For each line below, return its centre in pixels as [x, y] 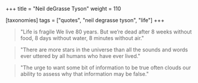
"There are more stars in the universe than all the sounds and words [104, 50]
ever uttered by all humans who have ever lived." [80, 56]
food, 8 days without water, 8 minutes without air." [82, 38]
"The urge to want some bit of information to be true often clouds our [106, 67]
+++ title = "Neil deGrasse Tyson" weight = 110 [63, 9]
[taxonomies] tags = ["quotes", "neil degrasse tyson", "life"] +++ [85, 20]
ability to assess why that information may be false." [84, 74]
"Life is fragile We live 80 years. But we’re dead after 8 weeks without [106, 32]
